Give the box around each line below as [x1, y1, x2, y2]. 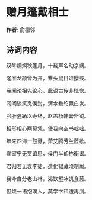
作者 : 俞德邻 [6, 26, 36, 33]
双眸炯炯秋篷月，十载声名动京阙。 [6, 62, 90, 69]
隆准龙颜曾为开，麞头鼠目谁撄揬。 [6, 75, 90, 82]
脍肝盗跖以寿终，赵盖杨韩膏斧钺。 [6, 112, 90, 119]
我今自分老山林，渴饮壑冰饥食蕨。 [6, 175, 90, 182]
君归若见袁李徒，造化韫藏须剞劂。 [6, 162, 90, 169]
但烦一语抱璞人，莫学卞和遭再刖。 [6, 188, 90, 195]
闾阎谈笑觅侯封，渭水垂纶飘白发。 [6, 99, 90, 107]
